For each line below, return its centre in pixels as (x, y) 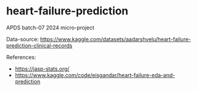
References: (21, 57)
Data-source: (23, 39)
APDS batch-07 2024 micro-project (50, 28)
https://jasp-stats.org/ (42, 69)
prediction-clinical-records (39, 45)
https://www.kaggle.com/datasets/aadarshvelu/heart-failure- (115, 39)
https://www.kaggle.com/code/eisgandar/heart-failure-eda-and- (95, 75)
